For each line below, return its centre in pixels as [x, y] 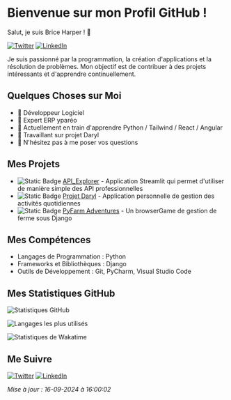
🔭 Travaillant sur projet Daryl [58, 134]
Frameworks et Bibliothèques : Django [72, 264]
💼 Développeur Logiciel [51, 112]
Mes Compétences [49, 239]
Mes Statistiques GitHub [61, 293]
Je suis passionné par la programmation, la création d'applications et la [110, 59]
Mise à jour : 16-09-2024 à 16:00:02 [59, 389]
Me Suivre [30, 359]
